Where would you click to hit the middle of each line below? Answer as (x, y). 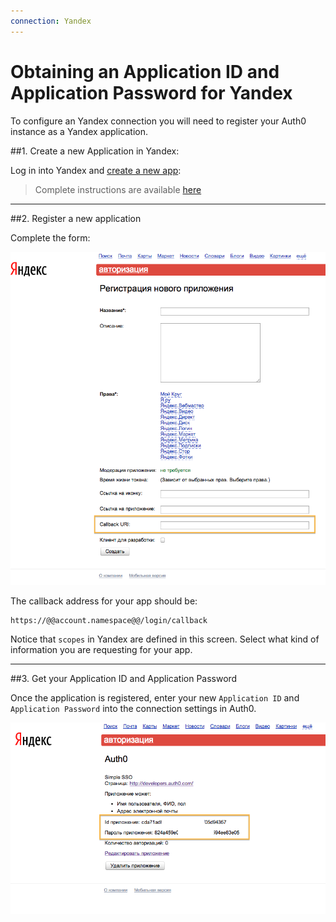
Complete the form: (50, 237)
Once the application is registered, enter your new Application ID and (155, 698)
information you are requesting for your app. (101, 650)
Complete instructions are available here (118, 189)
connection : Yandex (51, 21)
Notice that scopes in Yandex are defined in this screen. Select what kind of (165, 639)
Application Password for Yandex (151, 92)
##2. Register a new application (76, 218)
